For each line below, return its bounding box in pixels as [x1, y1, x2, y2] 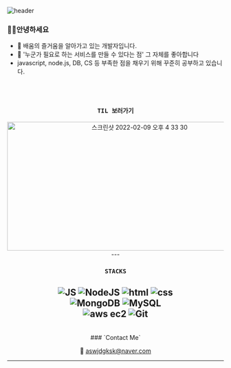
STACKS [104, 267, 127, 275]
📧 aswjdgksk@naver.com [80, 347, 151, 355]
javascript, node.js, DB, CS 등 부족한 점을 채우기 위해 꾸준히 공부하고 [16, 59, 204, 67]
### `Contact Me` [90, 334, 141, 342]
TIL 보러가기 [97, 107, 134, 115]
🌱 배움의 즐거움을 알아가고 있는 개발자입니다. [16, 42, 137, 50]
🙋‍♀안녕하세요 [7, 25, 49, 34]
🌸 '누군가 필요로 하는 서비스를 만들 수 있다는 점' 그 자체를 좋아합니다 [16, 50, 199, 58]
